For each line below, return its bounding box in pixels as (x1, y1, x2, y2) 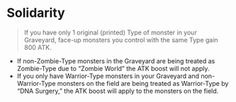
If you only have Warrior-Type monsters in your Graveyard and (16, 72, 200, 80)
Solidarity (6, 5, 65, 21)
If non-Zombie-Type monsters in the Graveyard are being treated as (16, 56, 215, 65)
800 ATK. (23, 43, 52, 51)
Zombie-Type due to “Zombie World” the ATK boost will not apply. (16, 64, 210, 72)
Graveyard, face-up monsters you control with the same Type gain (23, 35, 218, 44)
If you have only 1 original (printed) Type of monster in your (23, 28, 198, 37)
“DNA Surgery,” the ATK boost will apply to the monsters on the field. (16, 87, 219, 95)
